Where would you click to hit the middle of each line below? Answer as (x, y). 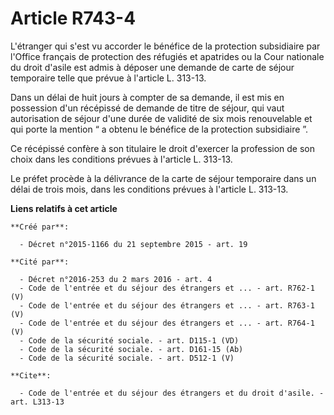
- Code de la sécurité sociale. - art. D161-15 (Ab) (131, 349)
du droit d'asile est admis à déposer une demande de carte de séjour (152, 67)
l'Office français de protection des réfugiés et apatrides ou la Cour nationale (167, 56)
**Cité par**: (40, 262)
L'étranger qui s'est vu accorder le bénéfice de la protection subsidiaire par (165, 46)
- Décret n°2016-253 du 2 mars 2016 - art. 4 (116, 279)
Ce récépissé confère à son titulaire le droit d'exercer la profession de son (163, 148)
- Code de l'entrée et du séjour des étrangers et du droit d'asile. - (172, 393)
